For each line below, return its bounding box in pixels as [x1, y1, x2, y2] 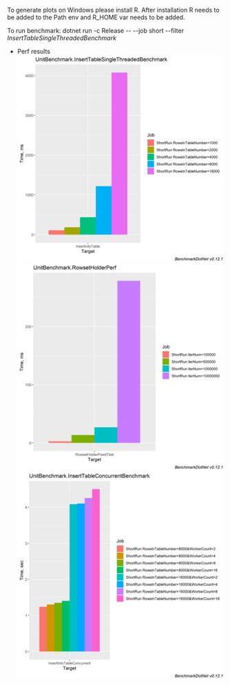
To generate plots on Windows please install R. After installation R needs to [7, 6, 220, 14]
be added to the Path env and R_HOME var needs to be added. [7, 13, 185, 21]
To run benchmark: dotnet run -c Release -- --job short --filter [7, 27, 185, 34]
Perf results [17, 48, 50, 55]
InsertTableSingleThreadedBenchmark [7, 34, 117, 42]
